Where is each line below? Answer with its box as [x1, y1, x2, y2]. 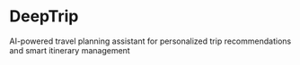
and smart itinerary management [9, 45, 130, 55]
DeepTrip [9, 6, 79, 27]
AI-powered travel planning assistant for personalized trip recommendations [9, 36, 292, 46]
